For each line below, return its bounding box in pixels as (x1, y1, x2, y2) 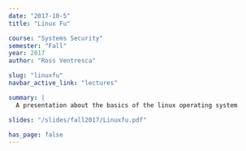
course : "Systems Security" (8, 34, 104, 42)
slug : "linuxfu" (8, 71, 63, 80)
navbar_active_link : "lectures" (8, 79, 118, 87)
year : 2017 (8, 50, 45, 58)
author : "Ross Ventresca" (8, 57, 96, 65)
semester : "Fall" (8, 41, 67, 50)
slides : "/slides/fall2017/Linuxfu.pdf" (8, 115, 148, 124)
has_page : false (8, 131, 63, 139)
